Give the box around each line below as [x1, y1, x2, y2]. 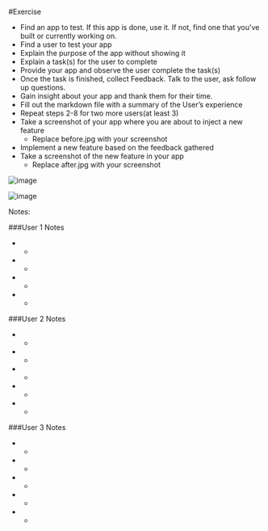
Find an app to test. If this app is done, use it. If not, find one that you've [19, 23, 260, 32]
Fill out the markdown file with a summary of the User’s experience [19, 100, 243, 109]
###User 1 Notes [8, 222, 65, 232]
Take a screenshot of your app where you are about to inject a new [19, 117, 244, 126]
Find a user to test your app [19, 40, 112, 49]
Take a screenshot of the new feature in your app [19, 151, 184, 161]
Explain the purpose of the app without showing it [19, 48, 186, 57]
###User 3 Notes [8, 423, 66, 432]
